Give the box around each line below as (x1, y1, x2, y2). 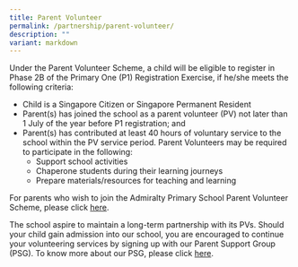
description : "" (9, 30, 70, 39)
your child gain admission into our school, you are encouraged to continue (9, 229, 285, 240)
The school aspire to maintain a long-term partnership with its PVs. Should (9, 220, 285, 230)
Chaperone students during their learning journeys (35, 166, 223, 177)
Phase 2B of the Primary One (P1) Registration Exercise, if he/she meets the (9, 73, 289, 83)
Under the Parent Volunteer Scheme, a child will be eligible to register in (9, 63, 276, 73)
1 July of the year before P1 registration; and (22, 118, 186, 129)
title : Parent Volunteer (9, 13, 102, 22)
